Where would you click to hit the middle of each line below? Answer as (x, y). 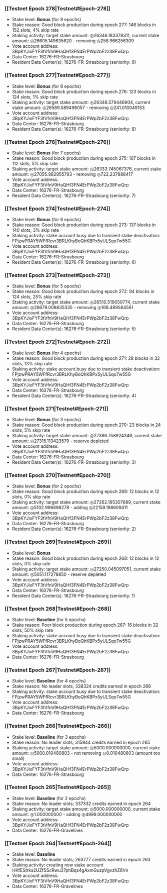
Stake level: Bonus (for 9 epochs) (46, 20)
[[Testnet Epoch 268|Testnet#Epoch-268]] (58, 609)
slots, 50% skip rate (32, 630)
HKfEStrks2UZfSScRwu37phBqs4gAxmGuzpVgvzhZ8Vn (70, 870)
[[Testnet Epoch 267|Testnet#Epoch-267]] (58, 670)
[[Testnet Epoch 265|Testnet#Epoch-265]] (58, 787)
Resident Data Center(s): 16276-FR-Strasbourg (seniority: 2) (74, 529)
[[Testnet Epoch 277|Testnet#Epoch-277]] (57, 75)
